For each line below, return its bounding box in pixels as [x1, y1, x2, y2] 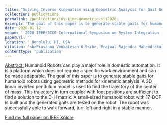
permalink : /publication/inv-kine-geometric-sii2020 [5, 16, 117, 21]
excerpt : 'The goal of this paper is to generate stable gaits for [5, 21, 148, 26]
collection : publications [5, 12, 59, 17]
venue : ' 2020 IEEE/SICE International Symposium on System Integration [5, 30, 159, 35]
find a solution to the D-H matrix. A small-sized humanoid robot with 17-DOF [5, 94, 162, 100]
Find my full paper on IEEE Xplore [5, 114, 74, 120]
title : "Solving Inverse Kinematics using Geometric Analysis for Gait [5, 7, 157, 12]
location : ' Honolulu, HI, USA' [5, 40, 72, 45]
